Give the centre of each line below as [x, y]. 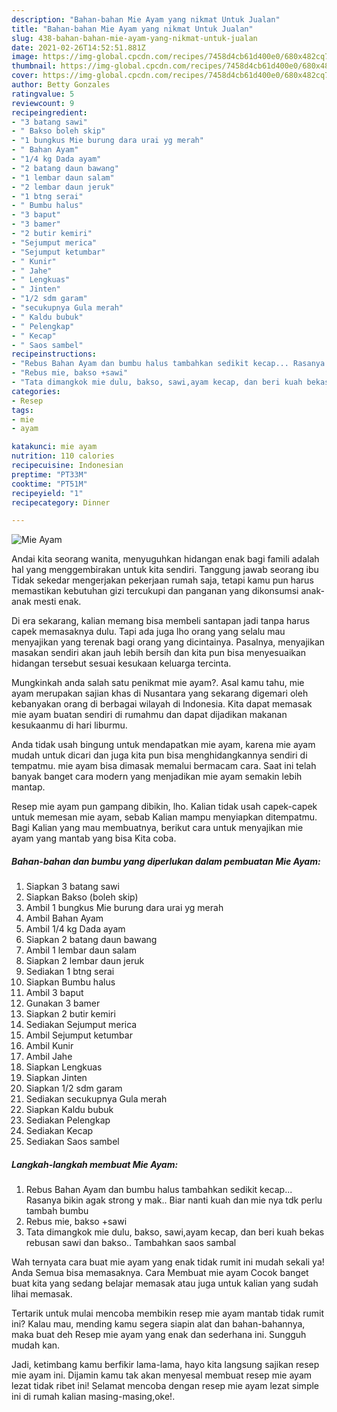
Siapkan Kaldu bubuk [69, 1110]
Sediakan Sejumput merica [81, 1025]
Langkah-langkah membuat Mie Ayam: [95, 1164]
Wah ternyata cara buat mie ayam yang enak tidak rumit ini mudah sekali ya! [168, 1262]
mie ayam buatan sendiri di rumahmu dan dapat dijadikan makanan [149, 715]
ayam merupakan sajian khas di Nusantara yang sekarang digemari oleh [160, 693]
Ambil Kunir [49, 1046]
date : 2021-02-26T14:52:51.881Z [78, 47]
